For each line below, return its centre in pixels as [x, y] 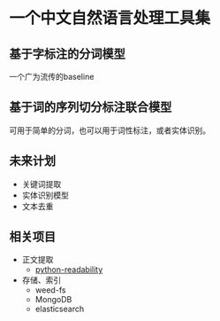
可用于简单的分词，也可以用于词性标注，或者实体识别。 [110, 130]
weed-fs [50, 290]
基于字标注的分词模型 [67, 54]
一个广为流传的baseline [52, 77]
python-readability [69, 270]
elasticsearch [60, 309]
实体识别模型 [45, 195]
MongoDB [53, 300]
